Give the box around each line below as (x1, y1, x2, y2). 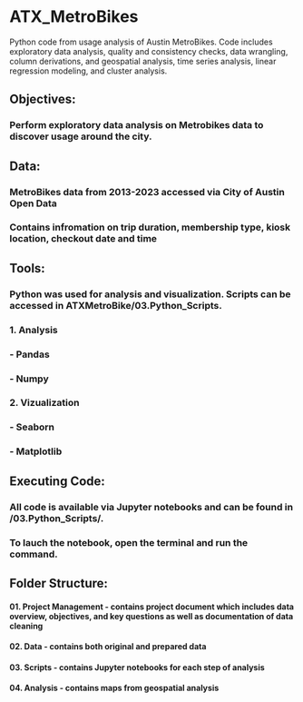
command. (9, 548, 58, 560)
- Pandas (9, 348, 50, 361)
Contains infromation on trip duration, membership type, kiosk (9, 221, 291, 233)
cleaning (9, 620, 44, 631)
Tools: (9, 261, 45, 276)
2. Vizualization (9, 397, 80, 410)
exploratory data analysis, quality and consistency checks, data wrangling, (9, 45, 288, 56)
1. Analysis (9, 323, 58, 336)
